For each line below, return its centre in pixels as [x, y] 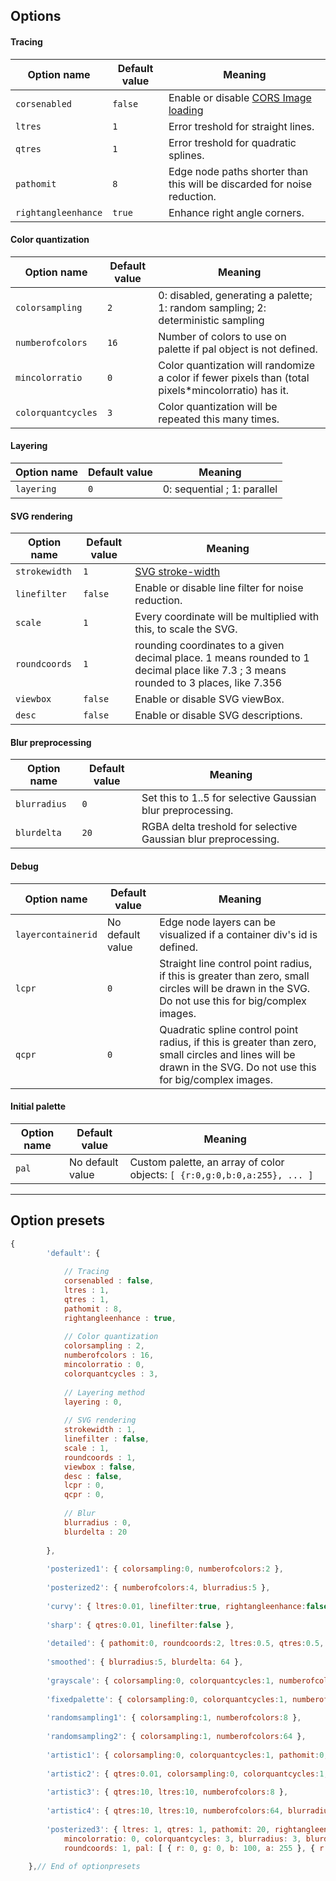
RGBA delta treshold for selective [219, 827]
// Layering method [104, 1392]
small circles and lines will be [227, 1054]
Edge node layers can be [218, 922]
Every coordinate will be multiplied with [227, 617]
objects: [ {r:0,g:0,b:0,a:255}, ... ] [221, 1174]
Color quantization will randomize [237, 365]
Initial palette [38, 1106]
